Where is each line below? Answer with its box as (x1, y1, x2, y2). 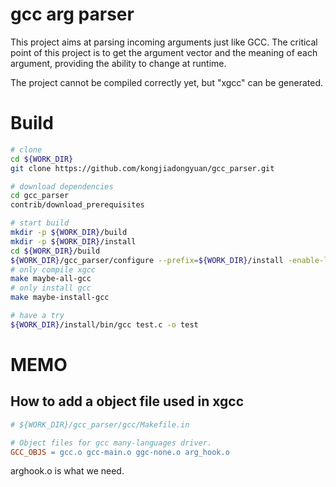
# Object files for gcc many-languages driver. (10, 438, 213, 448)
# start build (10, 218, 70, 228)
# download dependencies (10, 181, 114, 192)
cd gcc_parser (10, 191, 70, 201)
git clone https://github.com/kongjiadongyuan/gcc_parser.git (10, 163, 275, 173)
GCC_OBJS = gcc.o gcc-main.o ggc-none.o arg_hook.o (10, 447, 230, 457)
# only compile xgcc (10, 264, 97, 275)
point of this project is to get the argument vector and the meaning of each (10, 46, 318, 58)
